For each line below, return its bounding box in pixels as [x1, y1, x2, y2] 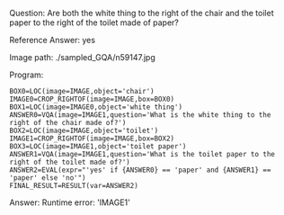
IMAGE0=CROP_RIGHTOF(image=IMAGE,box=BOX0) [9, 94, 175, 103]
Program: [9, 69, 44, 80]
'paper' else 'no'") [9, 174, 87, 183]
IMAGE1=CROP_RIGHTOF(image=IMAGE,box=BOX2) [9, 134, 175, 143]
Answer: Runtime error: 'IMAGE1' [9, 197, 130, 208]
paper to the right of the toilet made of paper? [9, 17, 180, 28]
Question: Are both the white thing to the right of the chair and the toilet [9, 8, 274, 18]
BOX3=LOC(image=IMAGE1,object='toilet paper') [9, 142, 187, 151]
